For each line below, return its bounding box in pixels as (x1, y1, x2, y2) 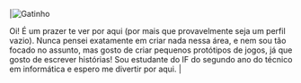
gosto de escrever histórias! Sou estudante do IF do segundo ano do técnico (9, 54, 293, 64)
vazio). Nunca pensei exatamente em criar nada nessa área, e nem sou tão (9, 36, 287, 46)
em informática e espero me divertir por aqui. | (9, 63, 182, 74)
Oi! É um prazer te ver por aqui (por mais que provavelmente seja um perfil (9, 26, 286, 36)
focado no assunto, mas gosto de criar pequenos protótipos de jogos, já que (9, 45, 293, 55)
